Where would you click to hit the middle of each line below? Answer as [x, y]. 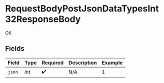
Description [83, 63]
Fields [15, 48]
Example [112, 63]
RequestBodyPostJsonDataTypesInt [82, 9]
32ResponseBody [43, 19]
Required [53, 63]
